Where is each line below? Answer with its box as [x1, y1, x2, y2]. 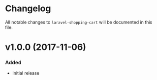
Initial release [12, 70, 39, 76]
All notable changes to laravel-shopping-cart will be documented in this [5, 19, 153, 25]
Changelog [5, 3, 51, 14]
